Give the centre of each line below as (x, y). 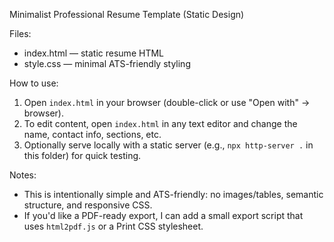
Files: (20, 33)
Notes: (23, 175)
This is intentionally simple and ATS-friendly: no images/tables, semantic (173, 194)
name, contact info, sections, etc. (92, 134)
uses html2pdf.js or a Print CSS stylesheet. (113, 226)
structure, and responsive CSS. (88, 205)
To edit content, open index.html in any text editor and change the (160, 123)
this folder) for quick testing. (82, 155)
